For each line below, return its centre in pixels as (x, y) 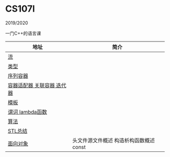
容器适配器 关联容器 (31, 85)
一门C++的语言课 (23, 33)
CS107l (20, 9)
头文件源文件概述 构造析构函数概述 (114, 140)
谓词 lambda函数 (27, 112)
